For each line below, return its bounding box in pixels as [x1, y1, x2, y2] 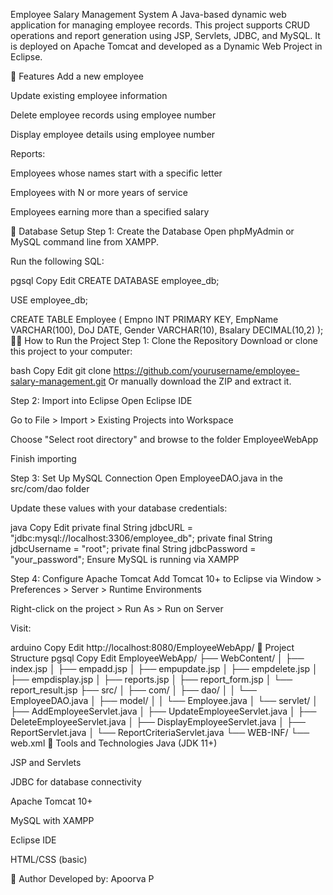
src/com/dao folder [10, 483, 90, 494]
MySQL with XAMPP [10, 815, 95, 826]
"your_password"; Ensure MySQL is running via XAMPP [10, 554, 240, 565]
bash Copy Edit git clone [10, 365, 112, 376]
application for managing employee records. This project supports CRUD [10, 19, 311, 31]
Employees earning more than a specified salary [10, 206, 210, 218]
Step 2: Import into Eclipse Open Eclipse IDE [10, 395, 193, 406]
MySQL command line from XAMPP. [10, 236, 159, 248]
